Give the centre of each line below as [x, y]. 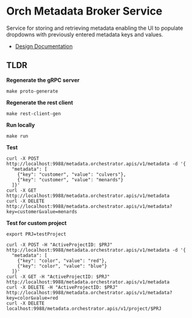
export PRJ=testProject [36, 234]
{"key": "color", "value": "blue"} [62, 266]
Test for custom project [36, 223]
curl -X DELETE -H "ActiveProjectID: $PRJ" [62, 287]
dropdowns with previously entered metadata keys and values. [85, 34]
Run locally [21, 125]
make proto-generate [33, 91]
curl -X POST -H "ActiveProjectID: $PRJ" [60, 244]
